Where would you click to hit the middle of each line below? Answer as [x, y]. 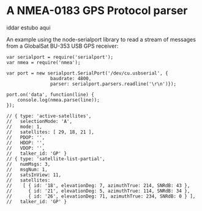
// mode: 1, [24, 127]
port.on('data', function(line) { [50, 94]
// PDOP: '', [26, 137]
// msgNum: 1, [27, 169]
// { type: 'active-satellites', [49, 116]
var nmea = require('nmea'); [43, 62]
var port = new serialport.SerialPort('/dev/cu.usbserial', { [87, 73]
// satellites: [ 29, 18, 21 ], [50, 132]
